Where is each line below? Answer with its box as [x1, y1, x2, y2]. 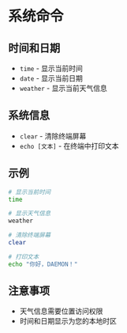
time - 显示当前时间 [19, 64, 83, 73]
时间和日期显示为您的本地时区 [19, 316, 117, 326]
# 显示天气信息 [8, 210, 51, 218]
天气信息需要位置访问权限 [19, 306, 103, 316]
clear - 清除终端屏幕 [19, 131, 87, 141]
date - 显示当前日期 [19, 74, 83, 83]
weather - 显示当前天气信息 [19, 84, 108, 93]
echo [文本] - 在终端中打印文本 [19, 141, 120, 150]
